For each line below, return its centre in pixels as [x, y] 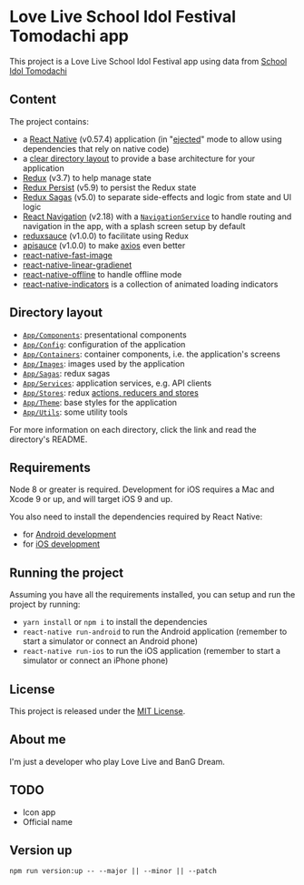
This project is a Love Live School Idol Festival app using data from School [148, 61]
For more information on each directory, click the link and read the [133, 429]
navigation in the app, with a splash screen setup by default [134, 226]
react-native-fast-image [68, 255]
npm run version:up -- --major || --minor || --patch [113, 871]
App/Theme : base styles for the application [100, 402]
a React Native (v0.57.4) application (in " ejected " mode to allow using [152, 139]
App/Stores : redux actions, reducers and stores [111, 392]
